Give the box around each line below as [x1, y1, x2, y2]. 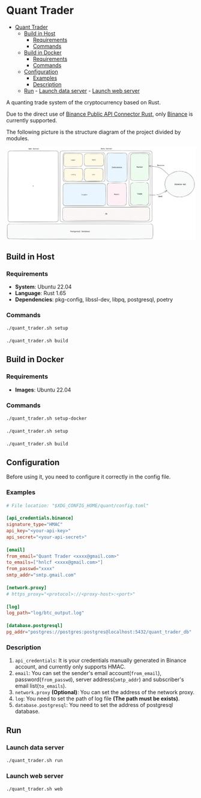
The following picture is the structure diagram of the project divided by [6, 128, 181, 135]
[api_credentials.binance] [6, 515, 74, 522]
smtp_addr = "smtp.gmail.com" [6, 572, 77, 579]
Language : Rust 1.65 [14, 290, 66, 297]
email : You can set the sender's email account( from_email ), [14, 670, 162, 677]
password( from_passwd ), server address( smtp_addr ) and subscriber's [14, 676, 184, 683]
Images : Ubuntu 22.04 [14, 386, 71, 393]
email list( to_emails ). [14, 682, 67, 689]
